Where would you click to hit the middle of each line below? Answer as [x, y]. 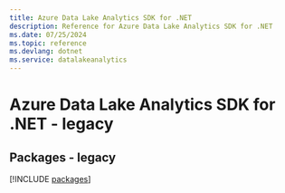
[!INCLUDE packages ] [50, 179]
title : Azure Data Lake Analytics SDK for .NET [101, 18]
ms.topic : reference [48, 43]
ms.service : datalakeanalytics [68, 60]
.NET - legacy [62, 124]
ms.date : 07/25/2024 [48, 34]
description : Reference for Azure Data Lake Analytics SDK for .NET [141, 26]
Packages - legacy [62, 157]
